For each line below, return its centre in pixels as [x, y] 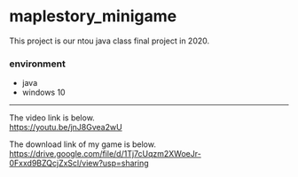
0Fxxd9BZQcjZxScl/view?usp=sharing [79, 163]
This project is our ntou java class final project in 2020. [110, 41]
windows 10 [43, 92]
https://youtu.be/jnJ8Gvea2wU [66, 127]
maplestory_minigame [93, 16]
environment [38, 64]
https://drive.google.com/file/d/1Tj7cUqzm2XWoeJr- [105, 154]
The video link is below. [52, 118]
